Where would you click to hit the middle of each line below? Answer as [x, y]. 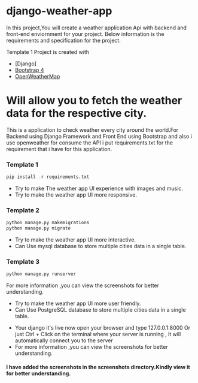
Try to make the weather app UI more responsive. [76, 195]
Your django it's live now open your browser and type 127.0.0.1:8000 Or [103, 328]
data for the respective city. [77, 114]
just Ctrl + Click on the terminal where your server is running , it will [98, 334]
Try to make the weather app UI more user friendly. [78, 303]
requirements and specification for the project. [63, 40]
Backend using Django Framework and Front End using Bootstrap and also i [99, 136]
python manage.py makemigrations [48, 223]
